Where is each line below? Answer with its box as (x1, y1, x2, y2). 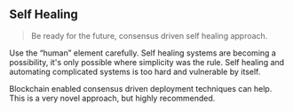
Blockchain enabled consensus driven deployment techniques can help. (9, 83, 273, 93)
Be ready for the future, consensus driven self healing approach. (30, 30, 268, 41)
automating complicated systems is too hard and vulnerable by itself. (9, 66, 261, 77)
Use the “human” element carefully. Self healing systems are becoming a (9, 48, 277, 58)
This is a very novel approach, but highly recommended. (9, 93, 216, 103)
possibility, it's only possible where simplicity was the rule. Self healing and (9, 56, 285, 67)
